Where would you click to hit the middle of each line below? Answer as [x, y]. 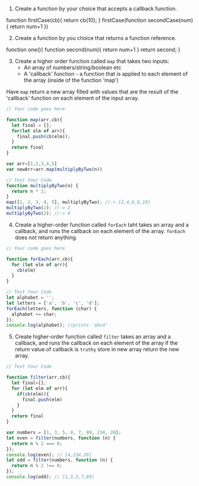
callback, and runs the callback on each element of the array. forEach [100, 231]
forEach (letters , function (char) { [52, 309]
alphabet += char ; [35, 314]
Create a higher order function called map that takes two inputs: [92, 61]
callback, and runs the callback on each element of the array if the [96, 343]
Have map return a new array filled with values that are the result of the [92, 92]
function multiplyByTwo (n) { [42, 185]
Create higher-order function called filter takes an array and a [93, 337]
